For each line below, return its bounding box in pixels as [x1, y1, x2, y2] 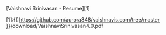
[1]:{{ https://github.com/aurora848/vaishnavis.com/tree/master [6, 16, 160, 23]
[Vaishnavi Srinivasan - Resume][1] [6, 5, 90, 12]
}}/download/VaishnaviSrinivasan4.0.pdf [6, 23, 103, 29]
